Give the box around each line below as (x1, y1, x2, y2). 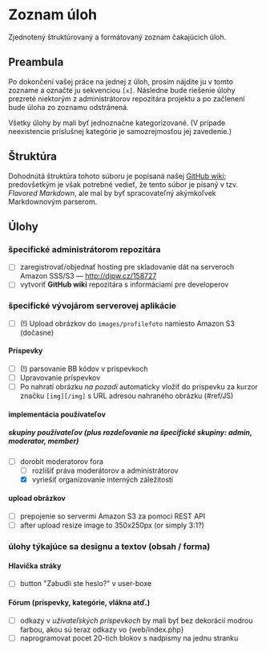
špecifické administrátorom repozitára (8, 243, 161, 254)
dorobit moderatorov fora (19, 456, 104, 466)
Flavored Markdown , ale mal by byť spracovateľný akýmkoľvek (8, 188, 216, 197)
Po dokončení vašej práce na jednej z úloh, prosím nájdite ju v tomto (8, 76, 234, 86)
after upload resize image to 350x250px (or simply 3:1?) (19, 520, 204, 531)
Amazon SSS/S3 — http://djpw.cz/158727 (19, 271, 157, 281)
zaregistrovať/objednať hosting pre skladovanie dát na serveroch (19, 262, 235, 272)
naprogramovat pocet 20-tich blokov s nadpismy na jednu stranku (19, 633, 239, 643)
